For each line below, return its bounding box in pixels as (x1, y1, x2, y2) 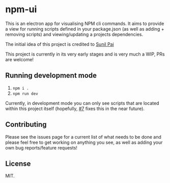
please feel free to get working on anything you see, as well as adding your (5, 139, 163, 145)
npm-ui (5, 4, 37, 15)
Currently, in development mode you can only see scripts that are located (5, 100, 159, 106)
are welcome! (5, 56, 34, 62)
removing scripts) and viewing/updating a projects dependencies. (5, 31, 144, 37)
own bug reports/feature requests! (5, 144, 78, 151)
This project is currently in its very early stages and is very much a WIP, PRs (5, 51, 165, 57)
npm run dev (12, 91, 38, 96)
